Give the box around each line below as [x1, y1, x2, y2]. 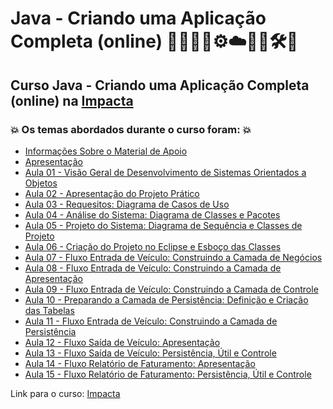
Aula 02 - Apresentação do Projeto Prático [24, 187, 200, 199]
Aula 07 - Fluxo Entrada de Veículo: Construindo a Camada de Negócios [24, 251, 323, 263]
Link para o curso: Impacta [10, 387, 121, 399]
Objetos [24, 177, 58, 189]
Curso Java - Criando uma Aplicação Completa [10, 77, 310, 94]
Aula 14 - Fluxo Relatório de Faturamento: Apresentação [24, 357, 256, 369]
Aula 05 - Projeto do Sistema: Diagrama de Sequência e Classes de [24, 219, 303, 231]
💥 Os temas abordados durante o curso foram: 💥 [10, 122, 252, 136]
